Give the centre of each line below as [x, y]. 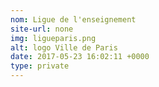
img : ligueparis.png [53, 38]
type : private [40, 66]
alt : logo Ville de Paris [64, 47]
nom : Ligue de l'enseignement [73, 19]
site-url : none [42, 29]
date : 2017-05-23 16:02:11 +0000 [80, 57]
